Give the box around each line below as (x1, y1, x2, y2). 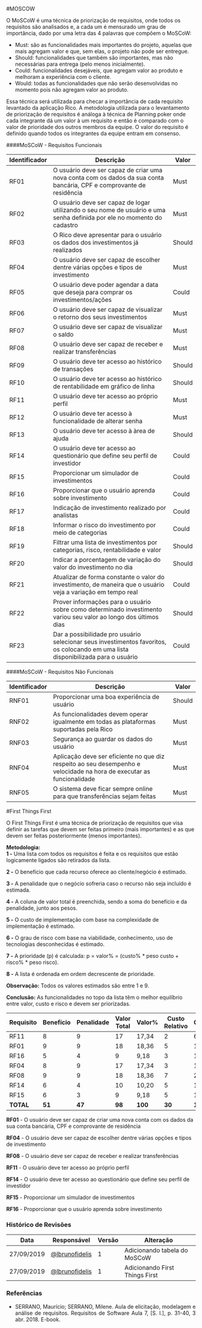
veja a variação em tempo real (53, 588, 138, 596)
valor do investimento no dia (53, 563, 133, 571)
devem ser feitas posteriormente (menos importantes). (6, 832, 142, 839)
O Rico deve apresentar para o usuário (53, 231, 162, 239)
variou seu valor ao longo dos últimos (53, 613, 159, 621)
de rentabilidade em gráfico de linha (53, 382, 155, 391)
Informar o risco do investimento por (53, 521, 156, 529)
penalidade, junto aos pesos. (6, 904, 78, 911)
